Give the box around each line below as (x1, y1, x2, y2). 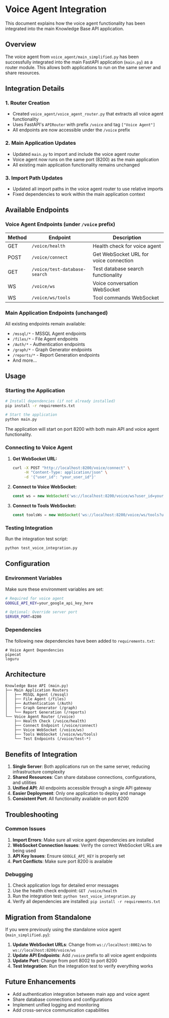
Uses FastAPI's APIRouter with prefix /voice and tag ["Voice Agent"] (12, 122, 155, 128)
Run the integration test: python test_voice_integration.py (12, 893, 136, 899)
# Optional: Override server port (5, 609, 78, 615)
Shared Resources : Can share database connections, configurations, (12, 774, 157, 780)
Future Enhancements (5, 978, 76, 986)
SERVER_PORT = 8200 (5, 614, 42, 619)
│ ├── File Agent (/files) (5, 697, 66, 702)
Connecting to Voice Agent (5, 444, 73, 451)
